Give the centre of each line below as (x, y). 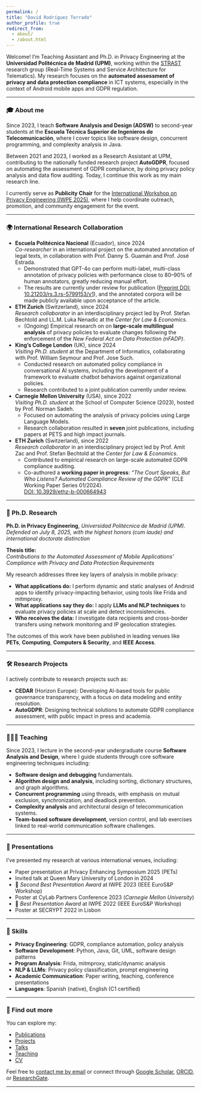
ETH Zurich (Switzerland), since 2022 (62, 440)
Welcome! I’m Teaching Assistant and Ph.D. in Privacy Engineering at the (96, 57)
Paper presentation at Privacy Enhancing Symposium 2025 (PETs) (96, 872)
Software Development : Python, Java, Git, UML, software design (95, 951)
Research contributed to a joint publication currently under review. (105, 389)
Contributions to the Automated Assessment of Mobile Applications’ (90, 556)
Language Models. (47, 421)
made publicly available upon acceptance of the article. (92, 300)
